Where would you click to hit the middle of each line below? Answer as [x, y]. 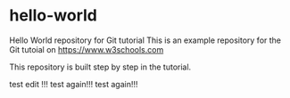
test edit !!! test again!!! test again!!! [74, 84]
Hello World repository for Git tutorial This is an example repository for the [145, 40]
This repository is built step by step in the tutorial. [100, 67]
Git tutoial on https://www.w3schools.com [87, 49]
